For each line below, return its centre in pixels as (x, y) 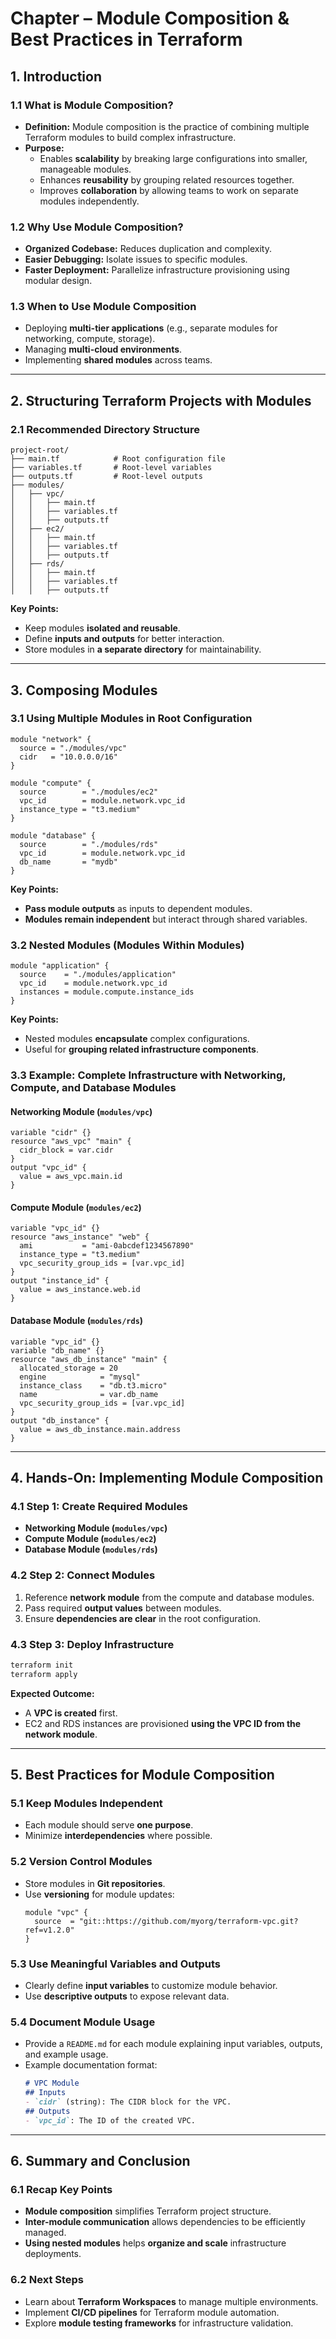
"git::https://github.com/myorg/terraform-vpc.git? (188, 1921)
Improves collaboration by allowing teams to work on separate (169, 190)
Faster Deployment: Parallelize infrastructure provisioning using (157, 270)
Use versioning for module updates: (99, 1894)
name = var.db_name (89, 1394)
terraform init (42, 1665)
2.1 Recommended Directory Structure (105, 429)
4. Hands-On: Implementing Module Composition (167, 1478)
